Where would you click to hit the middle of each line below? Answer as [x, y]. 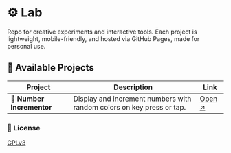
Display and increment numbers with [132, 99]
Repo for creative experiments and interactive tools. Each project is [102, 32]
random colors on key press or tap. [130, 107]
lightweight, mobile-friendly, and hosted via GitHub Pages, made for [103, 38]
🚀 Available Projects [51, 68]
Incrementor [31, 107]
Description [133, 87]
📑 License [24, 128]
